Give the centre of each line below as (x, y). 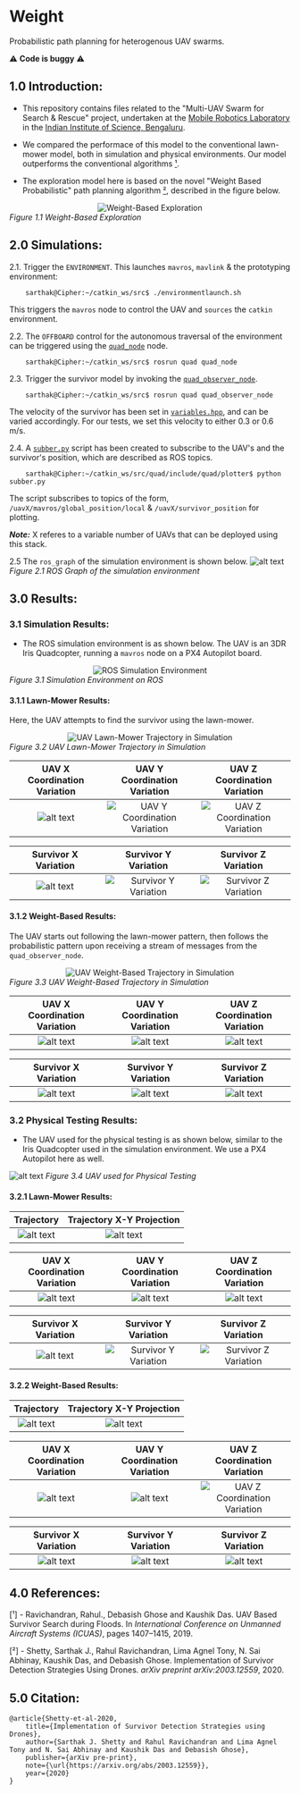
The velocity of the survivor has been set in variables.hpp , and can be (139, 411)
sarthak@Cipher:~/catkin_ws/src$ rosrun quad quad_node (132, 362)
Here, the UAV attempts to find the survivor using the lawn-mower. (132, 720)
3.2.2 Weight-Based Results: (64, 1385)
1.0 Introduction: (56, 87)
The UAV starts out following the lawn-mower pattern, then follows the (139, 936)
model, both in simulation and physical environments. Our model (168, 154)
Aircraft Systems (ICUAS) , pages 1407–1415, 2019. (101, 1634)
